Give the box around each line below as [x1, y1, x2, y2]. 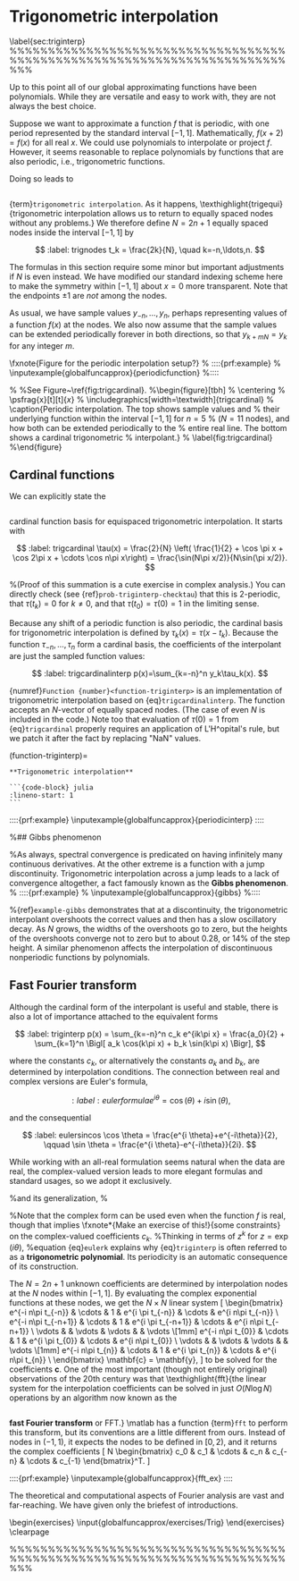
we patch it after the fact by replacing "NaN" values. [9, 732, 202, 743]
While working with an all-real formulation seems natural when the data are [9, 1156, 286, 1167]
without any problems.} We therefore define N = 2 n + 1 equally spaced [9, 217, 269, 228]
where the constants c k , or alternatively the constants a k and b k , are [9, 1055, 261, 1068]
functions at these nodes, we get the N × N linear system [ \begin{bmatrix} [9, 1298, 284, 1308]
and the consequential [9, 1112, 92, 1123]
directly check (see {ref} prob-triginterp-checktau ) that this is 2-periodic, [9, 588, 281, 600]
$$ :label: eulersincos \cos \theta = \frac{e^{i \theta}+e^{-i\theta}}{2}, [21, 1129, 278, 1140]
